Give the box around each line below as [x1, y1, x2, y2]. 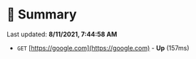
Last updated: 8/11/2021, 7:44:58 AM [6, 30, 118, 38]
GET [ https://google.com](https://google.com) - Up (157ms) [16, 43, 190, 52]
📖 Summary [6, 6, 77, 23]
